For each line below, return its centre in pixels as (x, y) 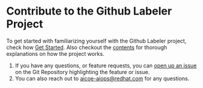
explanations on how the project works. (55, 53)
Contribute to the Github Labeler (89, 11)
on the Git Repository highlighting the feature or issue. (82, 72)
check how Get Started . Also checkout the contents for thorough (87, 47)
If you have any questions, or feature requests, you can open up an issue (106, 66)
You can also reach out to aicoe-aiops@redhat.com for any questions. (102, 78)
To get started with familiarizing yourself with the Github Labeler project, (96, 41)
